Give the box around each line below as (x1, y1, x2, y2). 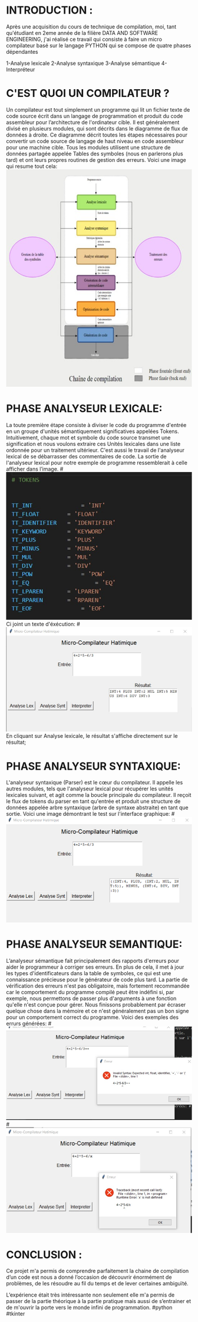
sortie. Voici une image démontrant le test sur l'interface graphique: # (6, 810, 175, 818)
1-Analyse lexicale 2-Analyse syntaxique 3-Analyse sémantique (6, 60, 160, 67)
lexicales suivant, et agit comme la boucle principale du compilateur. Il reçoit (6, 792, 192, 799)
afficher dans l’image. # (6, 465, 64, 473)
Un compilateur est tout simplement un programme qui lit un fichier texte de (6, 106, 190, 113)
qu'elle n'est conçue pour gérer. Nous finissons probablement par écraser (6, 1001, 186, 1008)
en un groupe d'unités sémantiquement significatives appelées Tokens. (6, 428, 180, 435)
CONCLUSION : (6, 1248, 82, 1261)
